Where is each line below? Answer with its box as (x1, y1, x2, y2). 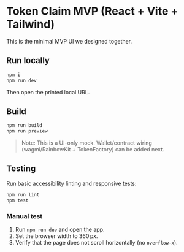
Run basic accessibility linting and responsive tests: (6, 180, 137, 187)
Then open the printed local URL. (6, 88, 90, 96)
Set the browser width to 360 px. (15, 232, 98, 240)
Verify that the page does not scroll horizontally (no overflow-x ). (15, 239, 178, 246)
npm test (6, 197, 29, 204)
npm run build (6, 123, 43, 129)
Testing (6, 164, 36, 174)
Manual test (6, 212, 43, 220)
